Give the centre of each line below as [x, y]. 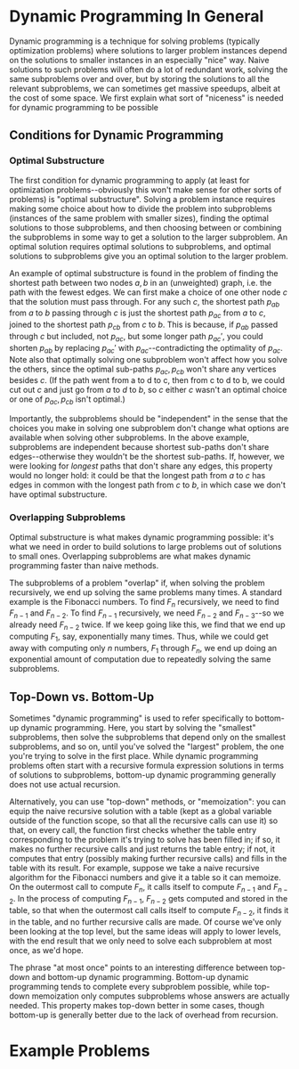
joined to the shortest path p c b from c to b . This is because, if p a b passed [144, 326]
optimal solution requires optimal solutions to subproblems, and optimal [140, 246]
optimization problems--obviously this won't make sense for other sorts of [145, 190]
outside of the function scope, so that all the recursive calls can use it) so [144, 820]
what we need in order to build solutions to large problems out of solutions [145, 546]
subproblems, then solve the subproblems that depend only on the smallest [148, 738]
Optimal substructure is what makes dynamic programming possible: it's [141, 537]
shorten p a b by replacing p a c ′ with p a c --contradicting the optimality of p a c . [146, 349]
